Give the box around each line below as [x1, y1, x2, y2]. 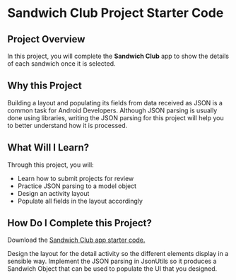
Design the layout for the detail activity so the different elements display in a [7, 250, 229, 258]
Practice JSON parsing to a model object [17, 182, 136, 190]
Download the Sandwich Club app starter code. [7, 235, 146, 245]
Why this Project [7, 80, 83, 92]
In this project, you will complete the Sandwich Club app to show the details [7, 52, 230, 60]
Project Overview [7, 33, 85, 45]
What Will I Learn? [7, 141, 90, 153]
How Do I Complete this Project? [7, 217, 152, 229]
